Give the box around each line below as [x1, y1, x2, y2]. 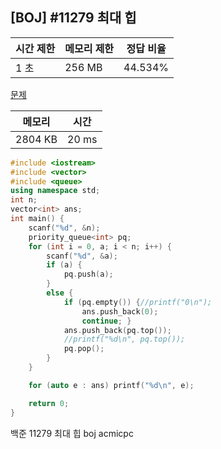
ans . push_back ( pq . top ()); [63, 325, 172, 335]
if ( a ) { [46, 260, 83, 270]
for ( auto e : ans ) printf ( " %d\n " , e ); [28, 380, 195, 390]
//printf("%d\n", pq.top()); [63, 334, 186, 345]
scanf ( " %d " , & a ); [46, 251, 118, 261]
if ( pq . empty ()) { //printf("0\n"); [63, 297, 213, 307]
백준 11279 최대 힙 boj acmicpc [10, 427, 134, 439]
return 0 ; [28, 398, 70, 408]
